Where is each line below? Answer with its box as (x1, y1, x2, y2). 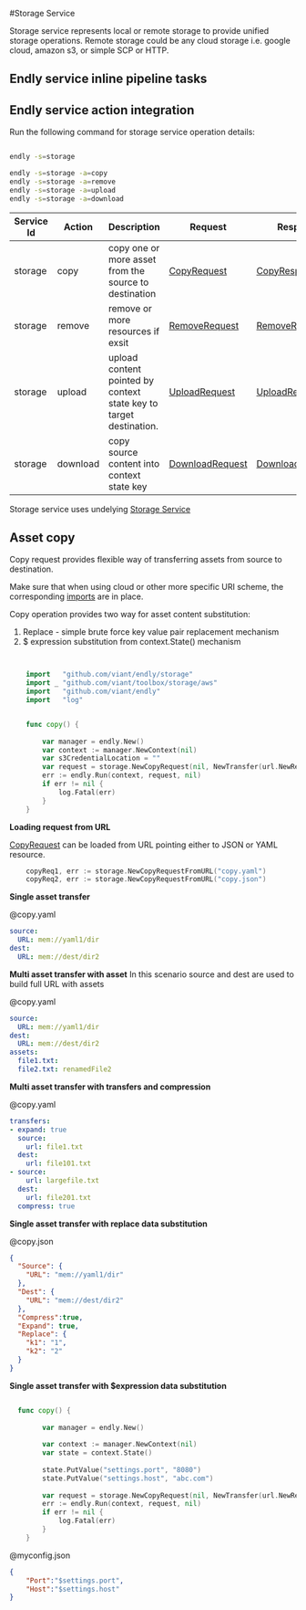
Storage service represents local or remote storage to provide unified (9, 26, 270, 36)
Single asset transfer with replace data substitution (9, 1218, 208, 1229)
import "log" (25, 696, 84, 705)
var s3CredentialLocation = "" (42, 753, 161, 763)
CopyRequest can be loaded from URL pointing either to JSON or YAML (9, 839, 279, 850)
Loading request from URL (9, 821, 111, 832)
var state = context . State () (42, 1448, 153, 1457)
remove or (107, 301, 153, 314)
